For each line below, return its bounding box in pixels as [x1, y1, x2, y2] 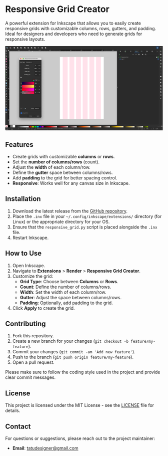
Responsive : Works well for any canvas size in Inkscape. [12, 180, 130, 186]
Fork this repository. [12, 333, 54, 339]
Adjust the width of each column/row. [12, 164, 91, 170]
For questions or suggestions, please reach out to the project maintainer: [5, 435, 155, 441]
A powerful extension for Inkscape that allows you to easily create [5, 20, 141, 26]
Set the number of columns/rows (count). [12, 159, 100, 165]
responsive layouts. [5, 36, 45, 42]
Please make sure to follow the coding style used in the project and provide [5, 369, 160, 375]
